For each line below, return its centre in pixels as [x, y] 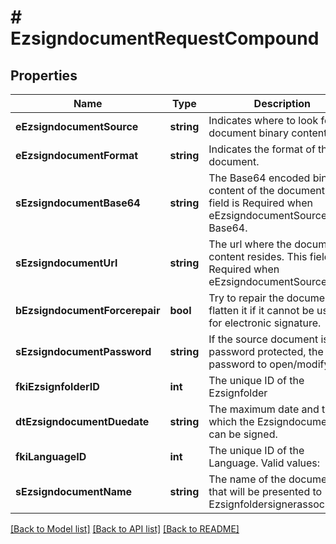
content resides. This [258, 256]
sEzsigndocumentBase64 [78, 203]
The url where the [250, 244]
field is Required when [261, 203]
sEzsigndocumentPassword [83, 351]
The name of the [247, 479]
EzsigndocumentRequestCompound [165, 38]
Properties [44, 75]
